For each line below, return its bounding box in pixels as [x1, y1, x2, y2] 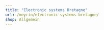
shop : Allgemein [5, 17, 40, 22]
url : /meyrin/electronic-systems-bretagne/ [5, 12, 99, 17]
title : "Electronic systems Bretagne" [5, 7, 88, 13]
